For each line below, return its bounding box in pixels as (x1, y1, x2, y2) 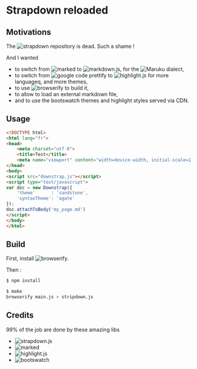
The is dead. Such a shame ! (6, 43, 134, 50)
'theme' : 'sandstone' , (17, 190, 88, 196)
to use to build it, (14, 84, 89, 92)
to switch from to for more (14, 72, 169, 79)
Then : (6, 266, 22, 273)
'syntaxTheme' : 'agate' (17, 195, 75, 201)
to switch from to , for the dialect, (14, 66, 185, 73)
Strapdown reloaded (6, 4, 109, 17)
